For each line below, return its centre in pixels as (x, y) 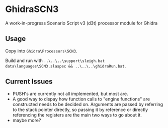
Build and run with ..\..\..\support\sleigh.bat (55, 60)
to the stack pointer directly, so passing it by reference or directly (80, 109)
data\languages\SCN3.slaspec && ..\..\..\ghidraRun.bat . (66, 65)
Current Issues (29, 82)
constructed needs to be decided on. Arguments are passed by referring (88, 104)
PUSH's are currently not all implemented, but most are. (70, 93)
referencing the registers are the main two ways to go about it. (77, 115)
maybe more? (27, 120)
